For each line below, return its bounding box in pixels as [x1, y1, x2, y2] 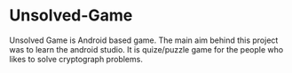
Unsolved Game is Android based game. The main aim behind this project [9, 35, 279, 45]
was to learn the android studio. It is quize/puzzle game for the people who [9, 44, 284, 54]
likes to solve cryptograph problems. [9, 53, 144, 64]
